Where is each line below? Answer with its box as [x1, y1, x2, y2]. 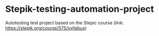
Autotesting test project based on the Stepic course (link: [5, 20, 124, 26]
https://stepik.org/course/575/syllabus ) [5, 25, 87, 31]
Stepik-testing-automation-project [5, 3, 154, 15]
